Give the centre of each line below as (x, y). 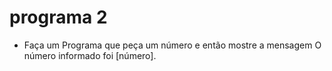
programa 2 (58, 17)
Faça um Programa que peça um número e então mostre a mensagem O (172, 45)
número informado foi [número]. (90, 55)
